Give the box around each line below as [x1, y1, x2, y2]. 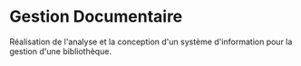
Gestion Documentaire [9, 6, 183, 27]
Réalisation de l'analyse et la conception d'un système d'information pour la [9, 36, 293, 47]
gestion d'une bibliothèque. [9, 45, 112, 56]
